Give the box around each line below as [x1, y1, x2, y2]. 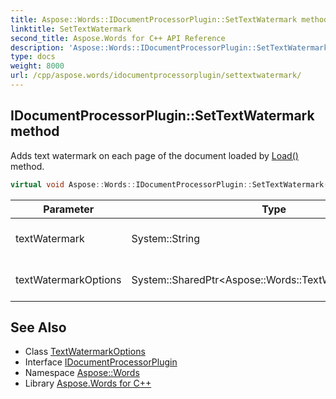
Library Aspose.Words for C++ [24, 377, 152, 390]
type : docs [10, 52, 56, 62]
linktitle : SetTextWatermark [10, 24, 132, 34]
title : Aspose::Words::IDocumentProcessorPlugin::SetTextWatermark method [10, 14, 329, 25]
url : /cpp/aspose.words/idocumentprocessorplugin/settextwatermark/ [10, 71, 302, 81]
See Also [10, 319, 67, 336]
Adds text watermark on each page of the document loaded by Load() [10, 149, 299, 161]
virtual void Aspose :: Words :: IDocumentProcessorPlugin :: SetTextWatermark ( [10, 179, 329, 190]
